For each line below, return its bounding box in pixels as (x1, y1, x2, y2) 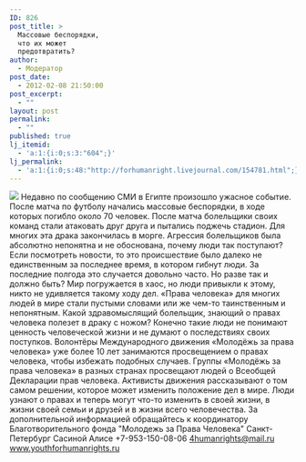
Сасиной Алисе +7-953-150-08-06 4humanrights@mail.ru (53, 433, 275, 444)
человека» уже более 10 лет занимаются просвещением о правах (9, 346, 269, 357)
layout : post (9, 106, 59, 115)
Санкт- (246, 424, 273, 435)
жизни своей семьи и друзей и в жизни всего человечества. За (9, 404, 258, 415)
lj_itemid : (9, 140, 51, 149)
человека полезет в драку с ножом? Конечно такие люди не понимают (9, 317, 289, 328)
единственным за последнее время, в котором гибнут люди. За (9, 259, 260, 270)
